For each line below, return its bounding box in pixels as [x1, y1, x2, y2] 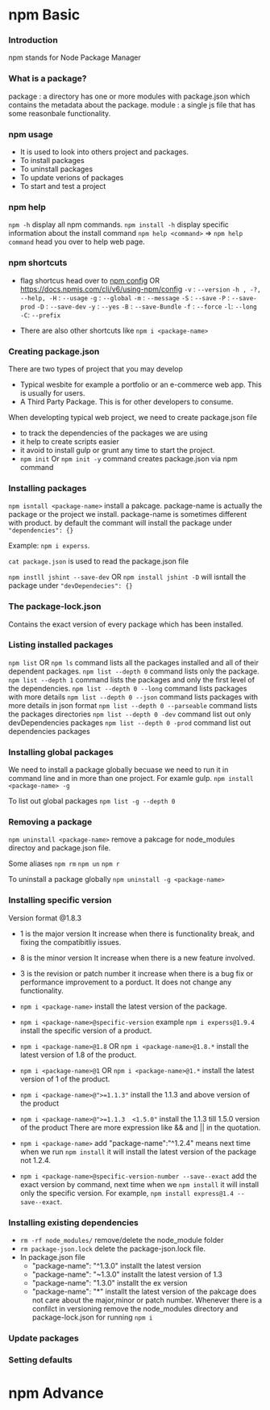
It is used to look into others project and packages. [19, 147, 189, 157]
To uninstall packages [19, 164, 93, 174]
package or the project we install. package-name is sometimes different [8, 510, 247, 519]
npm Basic [8, 6, 81, 24]
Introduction [8, 35, 58, 46]
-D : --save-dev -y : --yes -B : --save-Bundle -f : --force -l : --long [36, 301, 257, 311]
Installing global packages [8, 746, 114, 757]
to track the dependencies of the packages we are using [19, 428, 208, 438]
